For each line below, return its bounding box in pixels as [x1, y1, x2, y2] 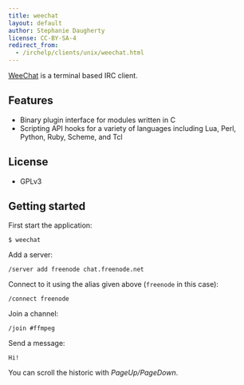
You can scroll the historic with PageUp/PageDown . [8, 368, 179, 378]
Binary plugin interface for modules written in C [19, 115, 176, 125]
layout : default [8, 19, 62, 27]
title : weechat [8, 11, 59, 20]
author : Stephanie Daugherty [8, 26, 105, 34]
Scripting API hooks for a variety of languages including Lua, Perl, [19, 123, 237, 133]
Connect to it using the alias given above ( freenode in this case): [8, 280, 219, 289]
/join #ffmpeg [8, 324, 56, 332]
